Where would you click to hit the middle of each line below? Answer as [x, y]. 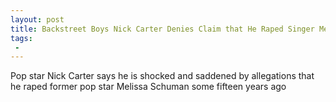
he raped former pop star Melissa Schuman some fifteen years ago [148, 87]
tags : [21, 38]
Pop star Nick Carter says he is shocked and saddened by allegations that [162, 76]
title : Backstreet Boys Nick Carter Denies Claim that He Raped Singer [162, 29]
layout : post [37, 19]
